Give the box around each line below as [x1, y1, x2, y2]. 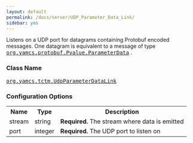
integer [34, 127, 55, 135]
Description [105, 107, 139, 115]
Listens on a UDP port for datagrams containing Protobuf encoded [6, 36, 170, 44]
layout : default [6, 8, 47, 15]
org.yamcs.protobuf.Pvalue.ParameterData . [6, 49, 133, 56]
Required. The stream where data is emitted [60, 117, 184, 126]
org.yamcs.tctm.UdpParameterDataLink [6, 77, 117, 84]
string [34, 117, 51, 126]
